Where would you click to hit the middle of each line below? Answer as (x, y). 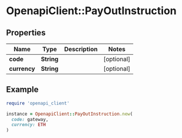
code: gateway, (30, 119)
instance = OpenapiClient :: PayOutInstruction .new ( (70, 114)
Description (81, 49)
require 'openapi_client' (38, 103)
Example (22, 90)
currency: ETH (29, 125)
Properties (26, 33)
